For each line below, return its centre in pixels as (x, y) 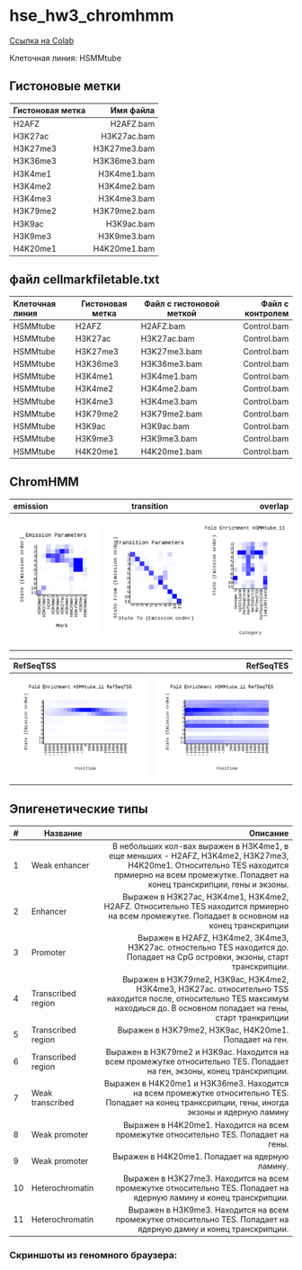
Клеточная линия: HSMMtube (66, 58)
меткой (182, 313)
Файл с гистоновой (182, 303)
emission (31, 506)
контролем (267, 313)
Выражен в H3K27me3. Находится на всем (206, 1178)
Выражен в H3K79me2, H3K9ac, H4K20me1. (203, 1030)
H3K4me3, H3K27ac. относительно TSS (213, 988)
